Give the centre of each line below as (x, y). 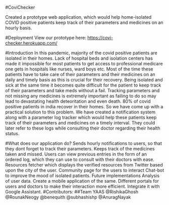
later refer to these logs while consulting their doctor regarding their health (83, 128)
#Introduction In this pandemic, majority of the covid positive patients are (81, 53)
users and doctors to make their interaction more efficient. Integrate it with (82, 186)
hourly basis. (19, 28)
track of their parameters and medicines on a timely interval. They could (80, 123)
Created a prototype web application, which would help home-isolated (78, 17)
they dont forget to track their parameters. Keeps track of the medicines (80, 149)
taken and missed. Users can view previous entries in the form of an (76, 154)
